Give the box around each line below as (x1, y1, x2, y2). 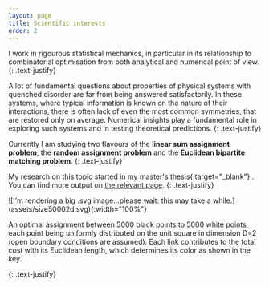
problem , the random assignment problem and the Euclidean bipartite (8, 148, 246, 157)
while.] (212, 196, 235, 205)
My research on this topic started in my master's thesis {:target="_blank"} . (8, 172, 255, 181)
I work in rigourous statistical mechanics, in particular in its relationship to (8, 49, 251, 59)
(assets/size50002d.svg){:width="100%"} (8, 204, 147, 214)
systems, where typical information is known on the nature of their (8, 98, 228, 108)
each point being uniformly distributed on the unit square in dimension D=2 (8, 228, 257, 238)
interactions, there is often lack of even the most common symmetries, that (8, 107, 257, 116)
